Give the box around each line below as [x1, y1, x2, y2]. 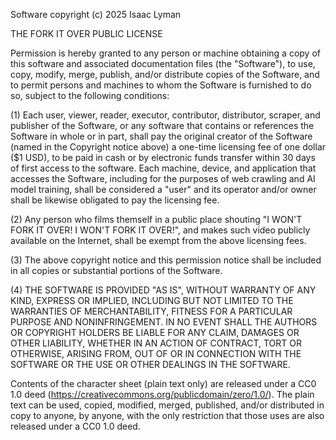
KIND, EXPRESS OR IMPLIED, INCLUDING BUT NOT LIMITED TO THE [10, 295, 294, 306]
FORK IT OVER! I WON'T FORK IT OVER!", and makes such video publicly [10, 224, 311, 236]
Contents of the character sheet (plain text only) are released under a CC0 [10, 378, 317, 389]
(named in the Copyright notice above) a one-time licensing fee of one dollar [10, 141, 327, 153]
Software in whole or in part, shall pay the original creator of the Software [10, 130, 313, 142]
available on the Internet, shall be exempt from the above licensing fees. [10, 235, 307, 246]
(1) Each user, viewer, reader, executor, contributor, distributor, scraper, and [10, 109, 321, 121]
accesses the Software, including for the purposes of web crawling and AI [10, 173, 316, 184]
